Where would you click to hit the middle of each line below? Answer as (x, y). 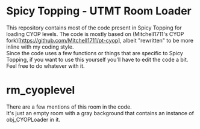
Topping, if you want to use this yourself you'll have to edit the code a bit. (97, 59)
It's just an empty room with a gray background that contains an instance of (100, 113)
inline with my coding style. (40, 47)
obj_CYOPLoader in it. (33, 119)
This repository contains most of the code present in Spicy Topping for (94, 28)
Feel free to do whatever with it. (46, 66)
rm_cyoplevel (41, 90)
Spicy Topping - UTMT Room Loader (99, 11)
